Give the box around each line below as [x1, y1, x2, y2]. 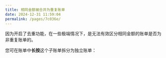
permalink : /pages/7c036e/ [5, 16, 61, 21]
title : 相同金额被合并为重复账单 [5, 7, 65, 12]
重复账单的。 [9, 37, 36, 43]
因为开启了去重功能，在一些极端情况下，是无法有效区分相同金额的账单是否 [5, 31, 157, 37]
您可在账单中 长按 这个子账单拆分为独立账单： [5, 48, 97, 54]
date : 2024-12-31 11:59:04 [5, 12, 61, 17]
